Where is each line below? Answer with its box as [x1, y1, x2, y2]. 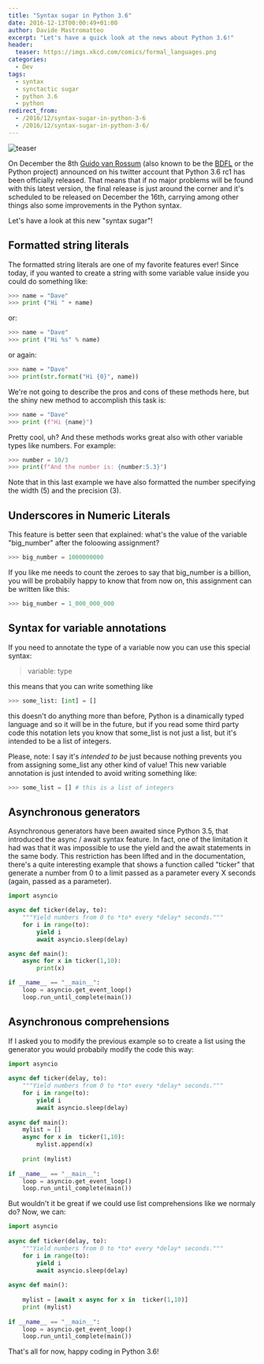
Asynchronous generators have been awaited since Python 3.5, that [8, 826, 229, 836]
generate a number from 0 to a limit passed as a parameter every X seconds [8, 868, 256, 878]
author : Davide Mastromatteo [8, 26, 104, 34]
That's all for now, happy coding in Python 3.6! [8, 1347, 159, 1356]
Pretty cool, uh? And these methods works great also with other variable [8, 432, 243, 442]
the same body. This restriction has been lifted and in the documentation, [8, 852, 246, 861]
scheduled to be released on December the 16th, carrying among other [8, 192, 239, 201]
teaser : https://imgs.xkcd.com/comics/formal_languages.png [15, 48, 217, 56]
